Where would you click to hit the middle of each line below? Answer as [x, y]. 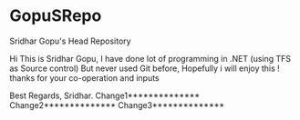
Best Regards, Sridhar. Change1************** [105, 95]
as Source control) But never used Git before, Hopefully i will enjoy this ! [145, 68]
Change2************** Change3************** [117, 105]
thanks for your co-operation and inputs [84, 77]
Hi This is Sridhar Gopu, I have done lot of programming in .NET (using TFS [150, 58]
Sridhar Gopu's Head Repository [70, 41]
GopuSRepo [56, 16]
